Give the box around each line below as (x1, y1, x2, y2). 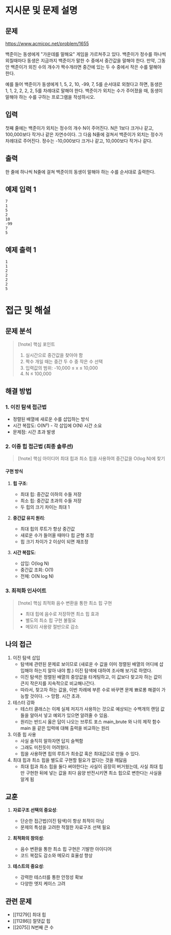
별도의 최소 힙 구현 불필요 (25, 617, 77, 623)
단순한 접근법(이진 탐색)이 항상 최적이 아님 (20, 818, 105, 824)
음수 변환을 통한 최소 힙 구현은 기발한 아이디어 (20, 846, 112, 852)
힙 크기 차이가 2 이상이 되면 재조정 (20, 538, 89, 545)
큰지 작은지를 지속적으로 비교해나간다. (20, 680, 96, 686)
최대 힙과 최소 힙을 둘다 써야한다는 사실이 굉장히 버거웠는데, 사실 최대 (20, 763, 158, 769)
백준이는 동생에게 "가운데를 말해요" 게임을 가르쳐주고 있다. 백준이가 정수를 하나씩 (5, 51, 166, 57)
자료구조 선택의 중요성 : (12, 807, 58, 813)
